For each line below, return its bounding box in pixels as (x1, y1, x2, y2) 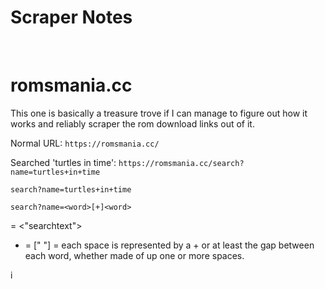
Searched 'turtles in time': (10, 156, 117, 168)
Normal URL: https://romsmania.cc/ (10, 137, 160, 149)
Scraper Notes (10, 6, 133, 29)
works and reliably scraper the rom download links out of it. (10, 117, 255, 130)
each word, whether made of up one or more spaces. (24, 249, 245, 261)
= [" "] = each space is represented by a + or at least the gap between (24, 239, 315, 251)
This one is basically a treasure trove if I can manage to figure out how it (10, 107, 308, 119)
